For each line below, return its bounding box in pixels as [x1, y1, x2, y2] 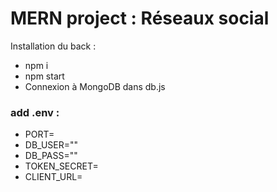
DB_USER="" [24, 139, 79, 151]
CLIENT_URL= [24, 171, 83, 183]
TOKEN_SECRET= [24, 160, 99, 172]
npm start [24, 70, 65, 82]
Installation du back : [10, 40, 97, 52]
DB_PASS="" [24, 150, 78, 162]
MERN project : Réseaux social [10, 7, 270, 30]
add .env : [10, 105, 60, 119]
